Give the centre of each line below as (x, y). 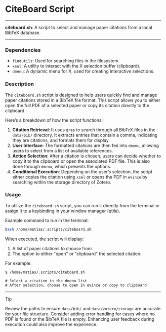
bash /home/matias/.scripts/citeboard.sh (48, 229)
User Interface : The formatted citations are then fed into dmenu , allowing (85, 145)
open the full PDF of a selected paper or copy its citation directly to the (77, 105)
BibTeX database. (23, 33)
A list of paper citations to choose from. (53, 248)
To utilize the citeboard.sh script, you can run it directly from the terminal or (83, 205)
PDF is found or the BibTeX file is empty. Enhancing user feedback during (80, 319)
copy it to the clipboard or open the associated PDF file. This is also (81, 161)
